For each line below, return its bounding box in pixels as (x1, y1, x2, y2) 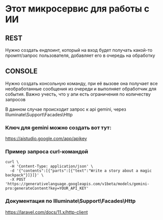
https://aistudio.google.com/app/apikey (5, 135, 87, 141)
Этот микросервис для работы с (5, 3, 149, 15)
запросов (5, 96, 26, 102)
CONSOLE (5, 67, 38, 76)
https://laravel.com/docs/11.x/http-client (5, 209, 88, 215)
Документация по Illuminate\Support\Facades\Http (5, 197, 136, 204)
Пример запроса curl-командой (5, 148, 89, 155)
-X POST (10, 177, 26, 182)
